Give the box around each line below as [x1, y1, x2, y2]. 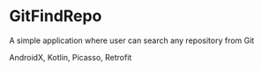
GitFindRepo [9, 6, 102, 26]
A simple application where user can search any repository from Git [9, 35, 255, 46]
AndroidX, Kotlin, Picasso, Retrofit [9, 52, 132, 62]
